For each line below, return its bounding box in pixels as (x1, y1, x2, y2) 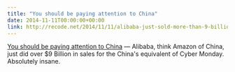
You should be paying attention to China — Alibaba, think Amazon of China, (7, 43, 225, 51)
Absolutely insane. (7, 57, 61, 66)
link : (7, 23, 23, 30)
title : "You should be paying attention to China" (7, 10, 158, 17)
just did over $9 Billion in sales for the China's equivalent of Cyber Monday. (7, 50, 225, 58)
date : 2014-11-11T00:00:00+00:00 (7, 17, 105, 24)
